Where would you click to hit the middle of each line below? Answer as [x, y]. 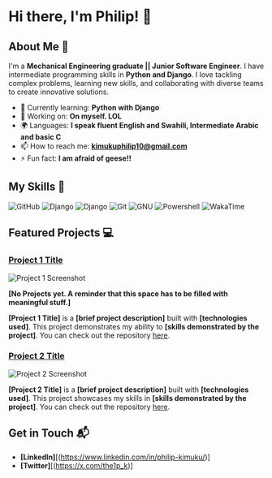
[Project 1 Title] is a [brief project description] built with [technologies [128, 318]
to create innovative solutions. [59, 92]
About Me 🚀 [39, 47]
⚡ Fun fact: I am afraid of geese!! [76, 158]
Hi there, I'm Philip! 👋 [80, 17]
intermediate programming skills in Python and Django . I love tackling [125, 75]
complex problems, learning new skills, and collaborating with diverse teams [136, 83]
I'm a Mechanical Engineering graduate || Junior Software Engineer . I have [136, 66]
